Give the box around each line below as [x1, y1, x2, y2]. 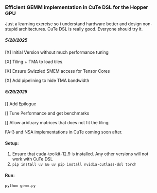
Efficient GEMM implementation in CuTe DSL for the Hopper [5, 4, 148, 11]
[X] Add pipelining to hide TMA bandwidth [5, 78, 89, 83]
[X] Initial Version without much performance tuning [5, 49, 109, 55]
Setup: [5, 140, 19, 146]
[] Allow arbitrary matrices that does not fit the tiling [5, 120, 108, 126]
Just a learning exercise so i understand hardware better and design [5, 21, 142, 27]
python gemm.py [5, 183, 36, 188]
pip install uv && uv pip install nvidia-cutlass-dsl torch [12, 162, 137, 167]
